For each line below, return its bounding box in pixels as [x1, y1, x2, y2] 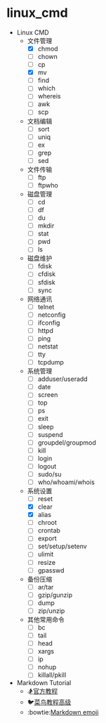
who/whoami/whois [37, 478, 95, 486]
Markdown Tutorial [16, 679, 72, 687]
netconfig [37, 311, 66, 319]
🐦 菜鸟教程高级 [27, 698, 72, 707]
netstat [37, 342, 58, 351]
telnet [37, 302, 55, 311]
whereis [37, 92, 61, 100]
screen [37, 391, 58, 399]
